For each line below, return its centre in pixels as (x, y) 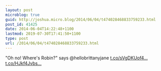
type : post (17, 39)
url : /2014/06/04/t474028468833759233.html (52, 43)
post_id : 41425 (21, 24)
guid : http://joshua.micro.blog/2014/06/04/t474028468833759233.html (81, 19)
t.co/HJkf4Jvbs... (23, 63)
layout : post (19, 10)
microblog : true (22, 15)
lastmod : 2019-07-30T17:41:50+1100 (43, 34)
